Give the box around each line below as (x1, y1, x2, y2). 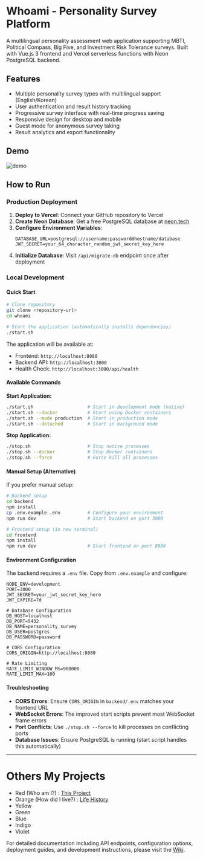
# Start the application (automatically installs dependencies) (6, 324, 172, 330)
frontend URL (14, 704, 49, 711)
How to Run (6, 180, 51, 190)
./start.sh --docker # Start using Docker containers (6, 409, 172, 415)
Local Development (6, 273, 65, 282)
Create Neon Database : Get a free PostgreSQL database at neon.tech (14, 218, 190, 225)
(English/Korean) (14, 96, 57, 103)
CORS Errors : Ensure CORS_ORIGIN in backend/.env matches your (14, 697, 174, 705)
